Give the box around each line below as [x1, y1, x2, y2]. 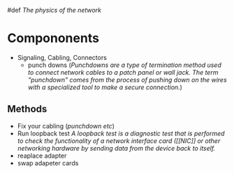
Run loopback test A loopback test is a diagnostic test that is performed [17, 129, 225, 137]
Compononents [7, 31, 100, 46]
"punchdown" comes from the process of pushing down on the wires [27, 75, 227, 84]
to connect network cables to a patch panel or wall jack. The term [27, 68, 219, 76]
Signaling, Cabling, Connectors [17, 53, 107, 61]
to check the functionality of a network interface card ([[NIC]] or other [17, 136, 221, 145]
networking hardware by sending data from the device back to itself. [17, 144, 216, 152]
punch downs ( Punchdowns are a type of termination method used [27, 61, 221, 69]
